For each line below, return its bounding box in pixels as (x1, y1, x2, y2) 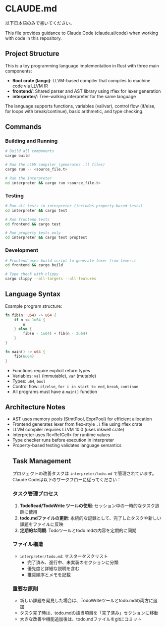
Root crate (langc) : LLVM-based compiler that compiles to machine (12, 77, 151, 83)
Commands (5, 122, 42, 131)
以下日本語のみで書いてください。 (5, 20, 75, 26)
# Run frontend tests (5, 217, 50, 222)
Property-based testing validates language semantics (12, 442, 122, 449)
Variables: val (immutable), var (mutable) (12, 373, 97, 379)
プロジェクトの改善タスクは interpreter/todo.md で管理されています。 (12, 470, 157, 476)
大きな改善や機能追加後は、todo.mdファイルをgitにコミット (19, 616, 142, 622)
